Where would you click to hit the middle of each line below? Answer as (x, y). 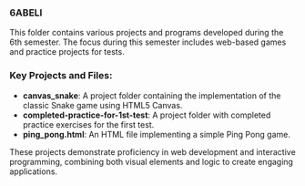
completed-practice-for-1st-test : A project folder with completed (147, 115)
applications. (33, 171)
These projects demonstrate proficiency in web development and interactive (152, 151)
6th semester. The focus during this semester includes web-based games (148, 42)
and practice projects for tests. (67, 52)
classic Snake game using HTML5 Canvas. (102, 105)
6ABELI (26, 13)
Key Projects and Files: (61, 76)
